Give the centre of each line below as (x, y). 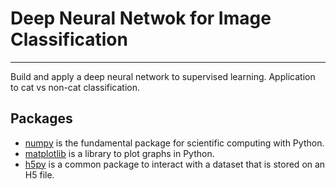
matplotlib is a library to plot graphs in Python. (119, 153)
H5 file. (39, 174)
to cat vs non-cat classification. (75, 87)
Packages (41, 118)
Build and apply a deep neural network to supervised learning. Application (163, 76)
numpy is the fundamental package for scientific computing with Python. (174, 143)
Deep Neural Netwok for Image (141, 18)
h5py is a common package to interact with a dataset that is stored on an (175, 164)
